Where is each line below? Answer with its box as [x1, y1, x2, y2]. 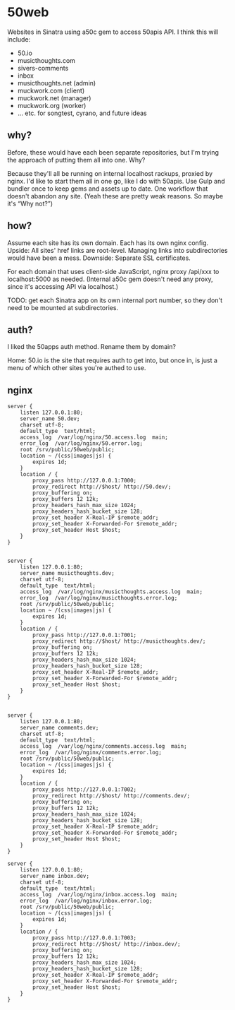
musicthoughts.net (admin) [17, 78, 96, 87]
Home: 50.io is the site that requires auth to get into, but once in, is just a [7, 356, 218, 364]
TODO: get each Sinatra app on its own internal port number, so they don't [7, 296, 223, 304]
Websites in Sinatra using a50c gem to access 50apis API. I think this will [7, 28, 219, 36]
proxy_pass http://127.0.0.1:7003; [32, 934, 137, 941]
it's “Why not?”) [7, 199, 53, 208]
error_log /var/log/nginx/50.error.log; [20, 440, 143, 447]
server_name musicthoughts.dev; [20, 570, 115, 577]
